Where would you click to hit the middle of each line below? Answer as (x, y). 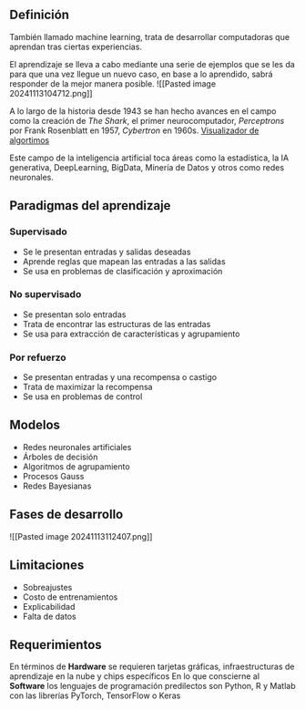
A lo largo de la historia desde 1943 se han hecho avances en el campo (143, 111)
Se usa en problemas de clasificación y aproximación (122, 271)
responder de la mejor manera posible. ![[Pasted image (113, 83)
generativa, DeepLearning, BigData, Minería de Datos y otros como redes (147, 167)
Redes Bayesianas (57, 486)
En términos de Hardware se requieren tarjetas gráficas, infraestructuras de (152, 667)
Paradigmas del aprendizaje (90, 206)
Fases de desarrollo (66, 514)
